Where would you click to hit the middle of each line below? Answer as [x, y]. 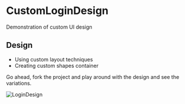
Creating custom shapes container [57, 65]
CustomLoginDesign [57, 11]
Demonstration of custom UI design [49, 27]
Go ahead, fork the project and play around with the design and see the [93, 77]
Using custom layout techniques [54, 59]
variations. [19, 83]
